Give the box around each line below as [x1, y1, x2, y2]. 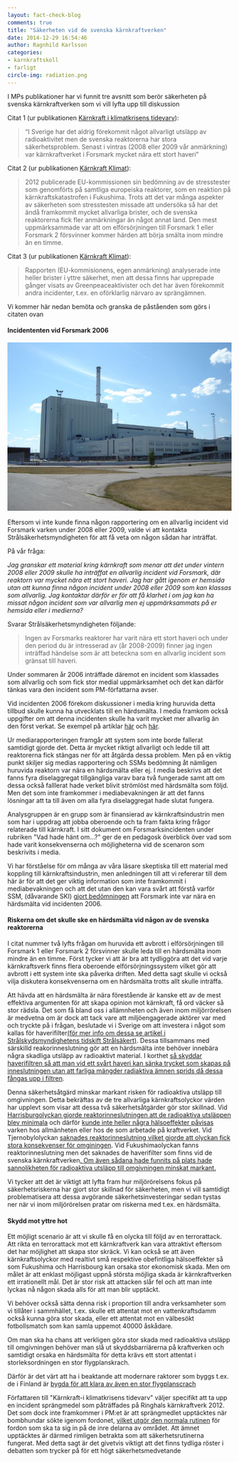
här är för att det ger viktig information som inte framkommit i [7, 876, 186, 885]
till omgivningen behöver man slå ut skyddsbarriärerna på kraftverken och [7, 1343, 225, 1352]
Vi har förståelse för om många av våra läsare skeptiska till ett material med [7, 861, 228, 870]
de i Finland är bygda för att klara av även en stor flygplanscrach [7, 1379, 196, 1389]
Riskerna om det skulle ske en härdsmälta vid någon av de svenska [7, 916, 210, 924]
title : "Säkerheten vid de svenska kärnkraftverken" [7, 26, 167, 33]
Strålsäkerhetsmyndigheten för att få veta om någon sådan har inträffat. [7, 533, 218, 541]
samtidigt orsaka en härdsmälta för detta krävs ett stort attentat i [7, 1351, 196, 1359]
